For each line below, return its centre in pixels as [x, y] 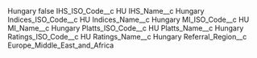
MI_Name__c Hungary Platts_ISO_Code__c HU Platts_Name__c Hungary [126, 28]
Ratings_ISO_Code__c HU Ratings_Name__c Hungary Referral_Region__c [127, 37]
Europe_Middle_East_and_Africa [61, 45]
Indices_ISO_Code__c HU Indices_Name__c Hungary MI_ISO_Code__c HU [128, 19]
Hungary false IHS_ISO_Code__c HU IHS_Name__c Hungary [106, 11]
